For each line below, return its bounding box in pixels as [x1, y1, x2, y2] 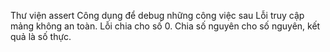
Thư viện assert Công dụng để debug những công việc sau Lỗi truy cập [10, 10, 305, 21]
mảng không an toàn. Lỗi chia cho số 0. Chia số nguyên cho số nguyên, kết [10, 20, 321, 32]
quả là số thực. [10, 31, 72, 42]
